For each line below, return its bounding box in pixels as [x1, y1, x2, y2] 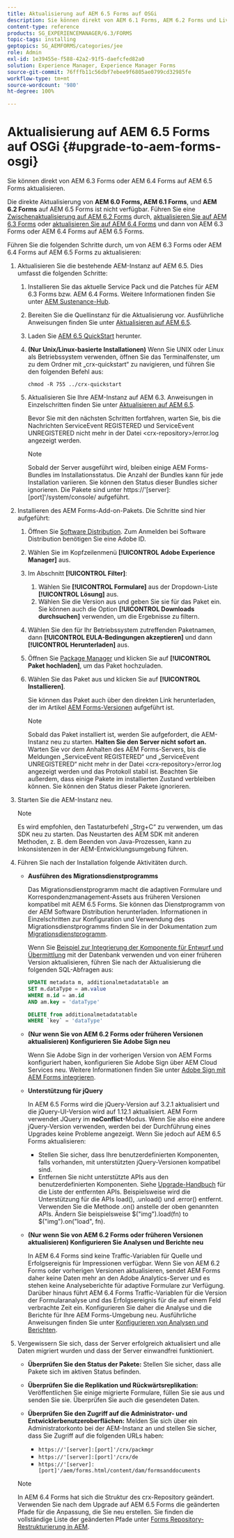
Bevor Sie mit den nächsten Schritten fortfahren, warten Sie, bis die [27, 414, 221, 422]
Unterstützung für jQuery [27, 1086, 103, 1095]
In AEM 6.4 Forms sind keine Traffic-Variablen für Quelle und [27, 1252, 203, 1260]
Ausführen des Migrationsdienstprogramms [27, 872, 159, 880]
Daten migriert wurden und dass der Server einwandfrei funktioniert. [17, 1346, 214, 1355]
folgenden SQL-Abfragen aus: [27, 966, 114, 974]
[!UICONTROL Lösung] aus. [38, 590, 119, 599]
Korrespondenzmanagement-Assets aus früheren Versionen [27, 893, 201, 901]
